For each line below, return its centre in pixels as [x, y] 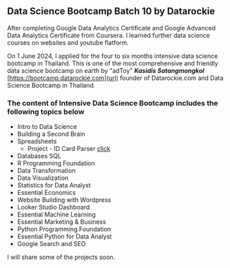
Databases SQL [39, 156]
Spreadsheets [37, 141]
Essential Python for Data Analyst [64, 236]
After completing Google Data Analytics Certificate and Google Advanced [111, 28]
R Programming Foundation [56, 163]
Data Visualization [43, 178]
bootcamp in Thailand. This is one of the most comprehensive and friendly [113, 63]
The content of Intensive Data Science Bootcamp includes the [113, 103]
